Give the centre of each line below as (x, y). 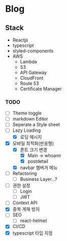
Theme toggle (27, 113)
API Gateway (33, 73)
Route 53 (29, 83)
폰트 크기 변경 (33, 150)
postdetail (38, 161)
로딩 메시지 (31, 137)
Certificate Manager (41, 89)
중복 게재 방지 (26, 209)
